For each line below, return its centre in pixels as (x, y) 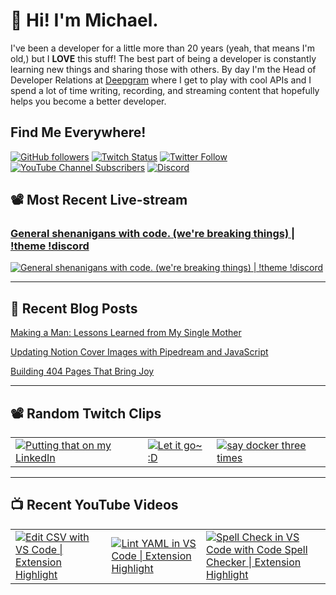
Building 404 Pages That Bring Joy (82, 371)
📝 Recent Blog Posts (74, 308)
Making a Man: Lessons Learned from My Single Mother (126, 333)
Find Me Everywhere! (78, 132)
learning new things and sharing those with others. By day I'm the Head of (163, 69)
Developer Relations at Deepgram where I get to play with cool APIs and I (161, 80)
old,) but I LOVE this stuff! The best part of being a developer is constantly (163, 58)
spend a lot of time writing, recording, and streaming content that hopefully (165, 90)
